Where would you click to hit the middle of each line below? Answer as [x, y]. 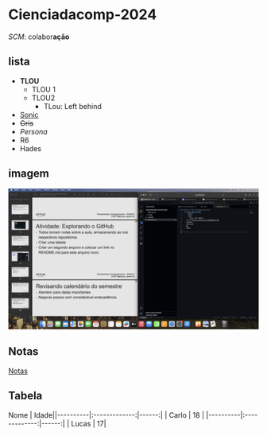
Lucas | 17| [89, 423]
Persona [33, 131]
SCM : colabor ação [39, 37]
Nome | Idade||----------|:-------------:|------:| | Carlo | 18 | [106, 415]
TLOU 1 [43, 89]
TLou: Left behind [72, 106]
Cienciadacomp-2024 [83, 15]
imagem [29, 174]
